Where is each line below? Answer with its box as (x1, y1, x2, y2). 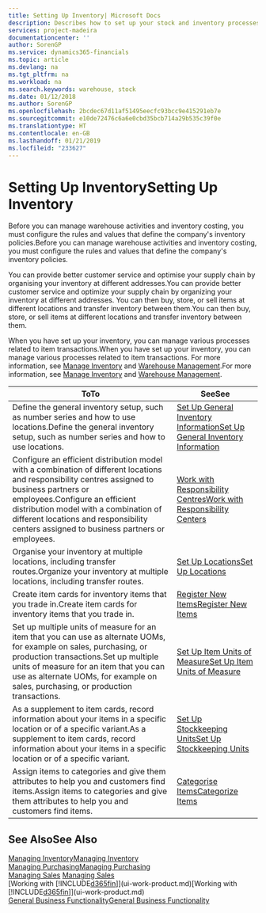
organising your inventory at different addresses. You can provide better (8, 279, 241, 288)
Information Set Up (177, 421, 245, 432)
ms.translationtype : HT (8, 122, 87, 130)
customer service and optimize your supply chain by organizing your (8, 287, 232, 297)
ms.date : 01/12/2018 (8, 93, 77, 101)
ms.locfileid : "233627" (8, 144, 87, 152)
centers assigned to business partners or (12, 523, 165, 534)
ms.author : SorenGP (8, 100, 73, 108)
